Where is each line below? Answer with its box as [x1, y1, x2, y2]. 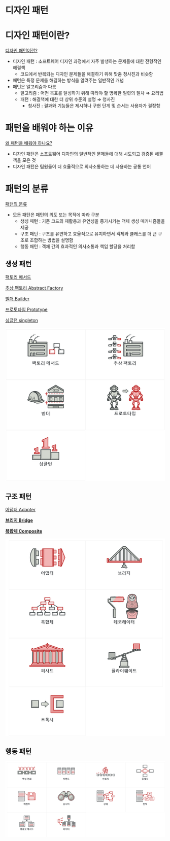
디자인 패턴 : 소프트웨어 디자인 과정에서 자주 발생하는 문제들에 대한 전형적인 [12, 58, 162, 64]
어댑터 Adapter [5, 506, 36, 512]
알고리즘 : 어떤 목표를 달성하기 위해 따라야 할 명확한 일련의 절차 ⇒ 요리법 [20, 90, 164, 96]
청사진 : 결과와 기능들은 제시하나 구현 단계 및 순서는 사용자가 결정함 [27, 102, 161, 109]
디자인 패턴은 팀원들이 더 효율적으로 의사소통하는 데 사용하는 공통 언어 [12, 163, 151, 170]
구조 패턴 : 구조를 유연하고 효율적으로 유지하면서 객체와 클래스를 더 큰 [20, 231, 157, 236]
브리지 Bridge [5, 517, 33, 523]
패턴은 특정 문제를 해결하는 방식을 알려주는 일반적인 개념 [12, 77, 124, 84]
